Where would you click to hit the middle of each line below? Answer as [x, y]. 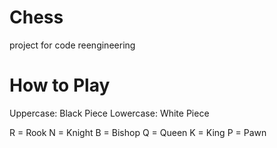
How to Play [60, 85]
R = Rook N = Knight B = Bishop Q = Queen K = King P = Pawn [138, 132]
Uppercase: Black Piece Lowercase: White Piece [109, 113]
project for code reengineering [72, 45]
